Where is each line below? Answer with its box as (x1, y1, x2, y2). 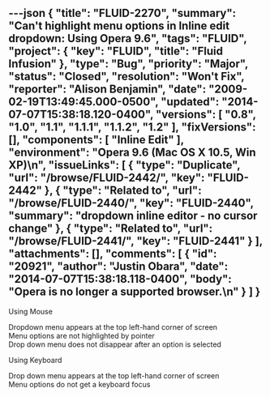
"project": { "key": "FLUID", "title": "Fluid (8, 45, 223, 58)
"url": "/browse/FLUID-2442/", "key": (8, 171, 205, 185)
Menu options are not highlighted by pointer (8, 331, 156, 340)
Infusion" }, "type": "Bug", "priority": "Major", (8, 57, 249, 71)
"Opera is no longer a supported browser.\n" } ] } (8, 285, 261, 299)
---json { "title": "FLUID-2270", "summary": (8, 6, 237, 20)
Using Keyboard (8, 355, 62, 365)
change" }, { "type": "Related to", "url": (8, 222, 213, 236)
